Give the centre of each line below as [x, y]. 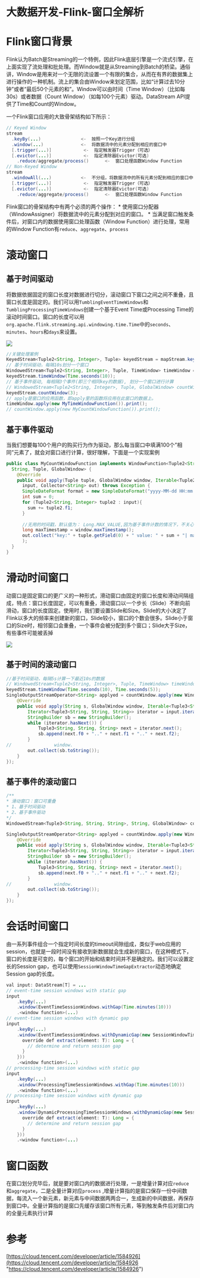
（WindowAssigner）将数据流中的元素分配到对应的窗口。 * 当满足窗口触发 [97, 214]
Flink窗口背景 [39, 42]
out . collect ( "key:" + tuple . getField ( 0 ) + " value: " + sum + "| [105, 536]
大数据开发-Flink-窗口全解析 [75, 12]
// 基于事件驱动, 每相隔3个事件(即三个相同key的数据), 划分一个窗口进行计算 [90, 382]
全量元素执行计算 [32, 1213]
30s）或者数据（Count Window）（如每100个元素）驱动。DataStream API [96, 96]
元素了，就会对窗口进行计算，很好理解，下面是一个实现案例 [87, 452]
